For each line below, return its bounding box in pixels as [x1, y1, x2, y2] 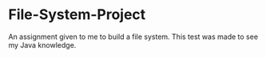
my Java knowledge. [8, 40, 77, 49]
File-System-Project [8, 6, 146, 24]
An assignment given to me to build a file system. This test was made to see [8, 32, 258, 41]
